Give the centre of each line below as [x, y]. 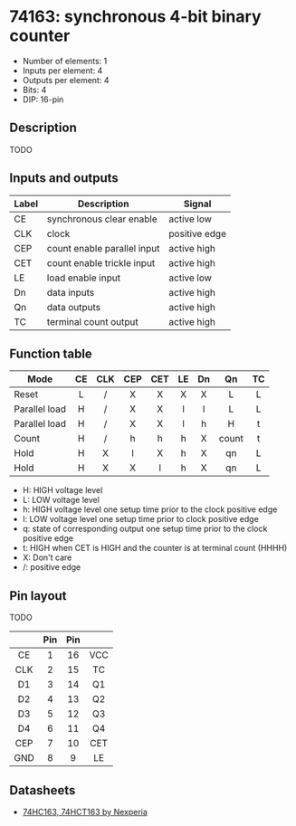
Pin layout [38, 596]
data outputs [74, 307]
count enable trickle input [101, 262]
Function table [51, 353]
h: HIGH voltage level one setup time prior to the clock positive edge [150, 509]
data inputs [71, 292]
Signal [198, 204]
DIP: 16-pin [43, 99]
